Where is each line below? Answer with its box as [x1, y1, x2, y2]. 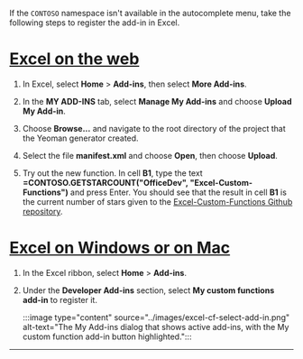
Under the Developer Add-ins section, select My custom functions [22, 284, 275, 296]
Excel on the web [9, 49, 140, 69]
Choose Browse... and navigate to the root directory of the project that [22, 123, 286, 133]
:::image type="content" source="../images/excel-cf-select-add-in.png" [22, 311, 290, 323]
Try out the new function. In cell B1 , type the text [22, 167, 203, 179]
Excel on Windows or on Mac [9, 238, 231, 258]
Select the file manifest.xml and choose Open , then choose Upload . [22, 150, 278, 161]
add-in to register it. [22, 294, 97, 305]
